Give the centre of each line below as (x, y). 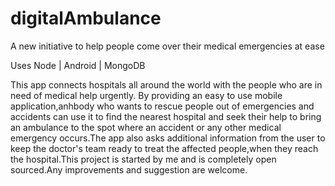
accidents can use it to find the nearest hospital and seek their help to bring (166, 116)
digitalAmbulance (86, 18)
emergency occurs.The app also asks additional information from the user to (168, 138)
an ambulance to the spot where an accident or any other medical (146, 127)
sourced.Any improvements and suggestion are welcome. (129, 169)
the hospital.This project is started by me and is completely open (143, 159)
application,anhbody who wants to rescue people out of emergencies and (162, 106)
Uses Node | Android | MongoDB (78, 65)
